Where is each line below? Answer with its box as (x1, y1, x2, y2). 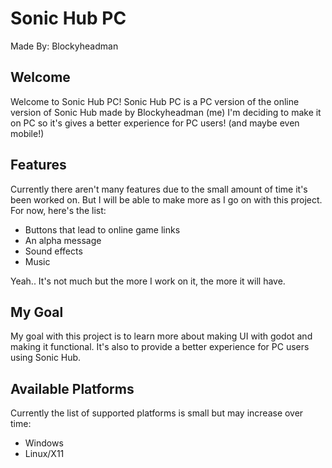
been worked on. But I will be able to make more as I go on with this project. (10, 193, 323, 206)
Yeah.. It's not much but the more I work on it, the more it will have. (10, 275, 286, 287)
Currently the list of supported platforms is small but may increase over (10, 407, 304, 419)
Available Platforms (10, 380, 135, 397)
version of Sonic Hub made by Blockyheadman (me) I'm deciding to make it (10, 106, 322, 118)
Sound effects (24, 245, 83, 257)
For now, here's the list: (10, 204, 107, 216)
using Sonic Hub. (10, 352, 82, 364)
